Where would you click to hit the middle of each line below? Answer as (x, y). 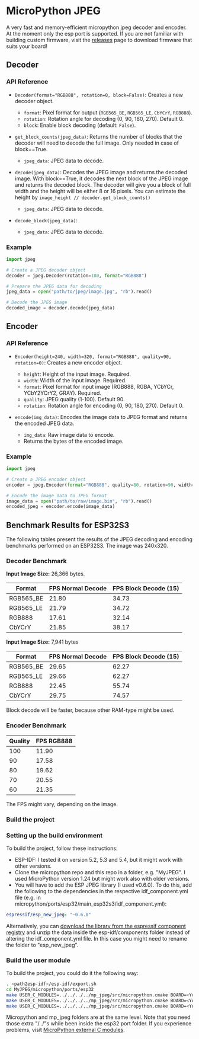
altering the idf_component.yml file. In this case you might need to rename (97, 938)
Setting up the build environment (54, 835)
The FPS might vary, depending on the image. (62, 804)
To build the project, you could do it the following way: (72, 973)
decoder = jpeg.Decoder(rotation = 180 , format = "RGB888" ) (76, 276)
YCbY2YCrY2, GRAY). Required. (62, 393)
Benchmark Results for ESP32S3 (68, 525)
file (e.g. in (28, 897)
